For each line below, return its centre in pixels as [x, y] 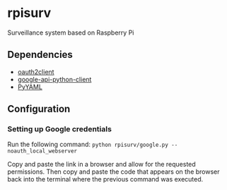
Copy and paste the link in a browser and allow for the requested [101, 165]
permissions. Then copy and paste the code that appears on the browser [114, 172]
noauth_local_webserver [42, 151]
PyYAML [30, 87]
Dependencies [40, 55]
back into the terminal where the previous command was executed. [105, 179]
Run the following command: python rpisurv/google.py [88, 144]
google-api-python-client [54, 79]
